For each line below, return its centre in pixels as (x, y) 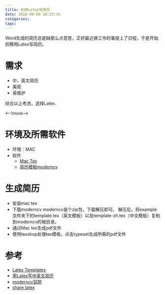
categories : (17, 19)
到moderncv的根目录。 (35, 222)
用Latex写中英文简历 (33, 276)
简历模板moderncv (39, 167)
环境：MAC (24, 149)
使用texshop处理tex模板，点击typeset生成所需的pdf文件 (69, 234)
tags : (11, 23)
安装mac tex (25, 203)
